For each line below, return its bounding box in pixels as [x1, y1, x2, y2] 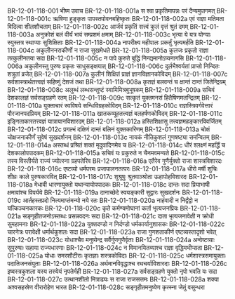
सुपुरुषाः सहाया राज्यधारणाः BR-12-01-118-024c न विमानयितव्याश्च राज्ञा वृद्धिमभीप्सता [7, 244, 203, 252]
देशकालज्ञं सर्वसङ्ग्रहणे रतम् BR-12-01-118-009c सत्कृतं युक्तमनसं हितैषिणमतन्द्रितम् [7, 93, 200, 102]
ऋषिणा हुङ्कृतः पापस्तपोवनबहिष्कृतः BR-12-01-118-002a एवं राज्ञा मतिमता [52, 15, 224, 22]
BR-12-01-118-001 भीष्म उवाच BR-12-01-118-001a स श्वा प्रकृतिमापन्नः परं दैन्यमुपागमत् [7, 7, 215, 15]
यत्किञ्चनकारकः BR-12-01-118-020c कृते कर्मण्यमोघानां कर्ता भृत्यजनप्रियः [7, 204, 179, 212]
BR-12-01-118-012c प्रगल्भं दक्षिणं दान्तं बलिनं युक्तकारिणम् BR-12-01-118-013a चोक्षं [7, 125, 210, 133]
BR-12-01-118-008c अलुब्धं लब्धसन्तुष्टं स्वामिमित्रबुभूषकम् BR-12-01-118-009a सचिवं [7, 86, 215, 94]
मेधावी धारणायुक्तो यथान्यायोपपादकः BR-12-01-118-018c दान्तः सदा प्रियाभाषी [34, 180, 210, 189]
